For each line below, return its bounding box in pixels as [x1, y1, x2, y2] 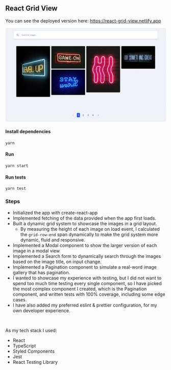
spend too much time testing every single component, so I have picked [12, 280, 162, 286]
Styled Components [12, 348, 55, 354]
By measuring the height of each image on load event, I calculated [20, 226, 160, 232]
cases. [12, 296, 27, 302]
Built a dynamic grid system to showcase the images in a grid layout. [12, 220, 157, 227]
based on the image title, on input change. [12, 258, 102, 265]
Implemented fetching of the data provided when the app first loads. [12, 215, 157, 221]
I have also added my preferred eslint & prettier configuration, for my [12, 302, 157, 308]
